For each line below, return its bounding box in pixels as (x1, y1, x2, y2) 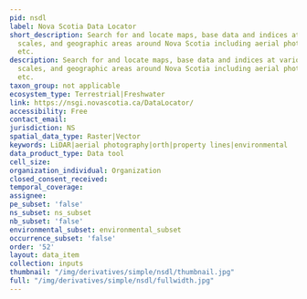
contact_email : (9, 115, 68, 124)
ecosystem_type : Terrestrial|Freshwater (9, 89, 166, 98)
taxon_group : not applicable (9, 81, 121, 90)
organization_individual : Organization (9, 166, 162, 175)
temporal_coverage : (9, 183, 84, 192)
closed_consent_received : (9, 174, 108, 183)
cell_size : (9, 157, 51, 167)
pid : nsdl (9, 13, 48, 23)
